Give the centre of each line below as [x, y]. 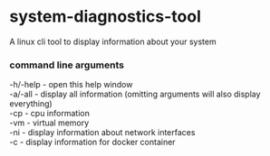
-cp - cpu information [50, 114]
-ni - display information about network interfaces [102, 133]
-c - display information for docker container [92, 142]
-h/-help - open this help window [71, 85]
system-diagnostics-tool [106, 17]
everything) [31, 104]
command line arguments [67, 65]
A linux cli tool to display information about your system [113, 41]
